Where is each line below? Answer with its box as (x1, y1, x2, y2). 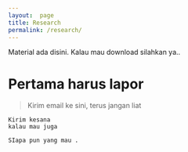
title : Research (8, 19, 61, 27)
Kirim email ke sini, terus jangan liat (27, 101, 142, 110)
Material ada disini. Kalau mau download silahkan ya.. (8, 48, 181, 57)
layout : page (8, 11, 55, 20)
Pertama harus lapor (8, 75, 144, 92)
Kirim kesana (8, 116, 51, 124)
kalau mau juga (8, 123, 58, 131)
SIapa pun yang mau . (8, 136, 79, 145)
